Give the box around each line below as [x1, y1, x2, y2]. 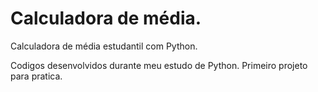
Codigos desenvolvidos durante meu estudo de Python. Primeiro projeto [10, 59, 308, 71]
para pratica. [10, 70, 63, 82]
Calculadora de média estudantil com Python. [10, 40, 198, 52]
